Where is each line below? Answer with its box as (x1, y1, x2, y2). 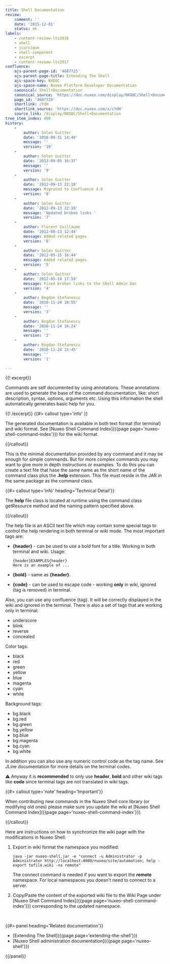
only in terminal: (5, 607, 39, 614)
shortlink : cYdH (14, 102, 49, 107)
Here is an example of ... (12, 563, 70, 568)
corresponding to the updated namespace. (32, 903, 121, 909)
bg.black (12, 711, 31, 717)
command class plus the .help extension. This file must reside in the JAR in (5, 472, 162, 478)
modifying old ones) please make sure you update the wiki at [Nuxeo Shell (5, 804, 160, 810)
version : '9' (23, 168, 51, 173)
